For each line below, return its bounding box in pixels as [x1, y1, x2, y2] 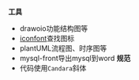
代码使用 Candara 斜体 [19, 63, 87, 73]
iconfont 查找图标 [19, 34, 75, 43]
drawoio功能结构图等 [19, 24, 88, 33]
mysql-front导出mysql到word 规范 [19, 54, 131, 63]
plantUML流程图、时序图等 [19, 44, 107, 53]
